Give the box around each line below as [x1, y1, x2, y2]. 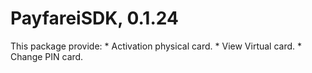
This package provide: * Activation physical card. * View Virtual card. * [10, 40, 303, 52]
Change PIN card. [10, 50, 84, 62]
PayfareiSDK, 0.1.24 [10, 7, 179, 30]
